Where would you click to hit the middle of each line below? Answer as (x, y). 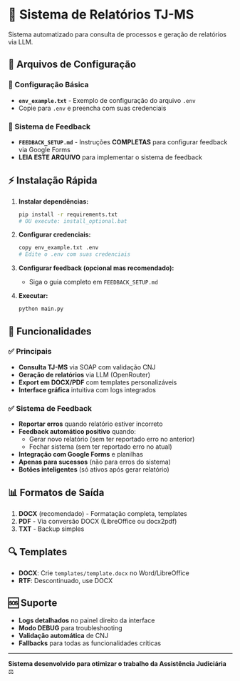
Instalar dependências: (53, 201)
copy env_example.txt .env (58, 248)
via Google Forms (44, 149)
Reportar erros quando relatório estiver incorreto (90, 424)
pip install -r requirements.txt (68, 214)
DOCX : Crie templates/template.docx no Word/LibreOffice (104, 573)
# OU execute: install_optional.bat (73, 221)
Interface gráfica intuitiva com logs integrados (87, 389)
